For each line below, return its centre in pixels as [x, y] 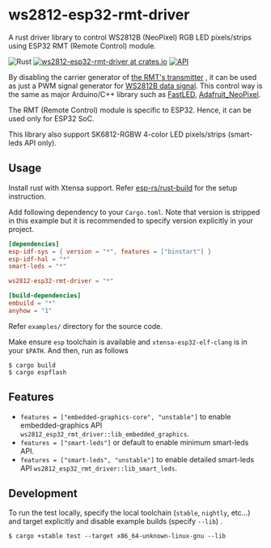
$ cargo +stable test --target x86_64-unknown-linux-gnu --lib [117, 536]
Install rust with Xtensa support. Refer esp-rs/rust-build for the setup [123, 188]
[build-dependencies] [45, 296]
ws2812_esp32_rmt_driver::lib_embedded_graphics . [105, 433]
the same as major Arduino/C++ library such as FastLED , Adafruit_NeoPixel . [135, 94]
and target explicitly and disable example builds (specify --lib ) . [116, 521]
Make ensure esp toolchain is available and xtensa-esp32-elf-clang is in [128, 342]
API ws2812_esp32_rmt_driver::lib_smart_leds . [99, 468]
